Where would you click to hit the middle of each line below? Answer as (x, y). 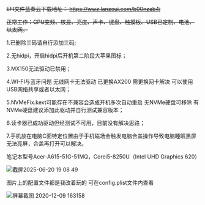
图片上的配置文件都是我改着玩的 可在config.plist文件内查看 (80, 183)
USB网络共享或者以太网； (39, 89)
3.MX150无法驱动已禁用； (39, 69)
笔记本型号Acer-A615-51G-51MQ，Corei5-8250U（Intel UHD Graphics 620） (103, 157)
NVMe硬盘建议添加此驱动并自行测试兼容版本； (65, 110)
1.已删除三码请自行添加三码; (41, 43)
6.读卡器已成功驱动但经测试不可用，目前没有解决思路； (76, 123)
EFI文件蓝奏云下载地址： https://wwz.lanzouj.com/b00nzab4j (84, 9)
